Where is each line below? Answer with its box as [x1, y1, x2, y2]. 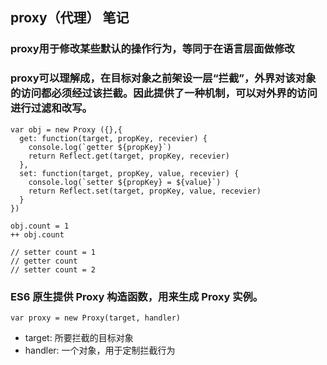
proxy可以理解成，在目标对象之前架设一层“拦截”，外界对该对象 [10, 71, 317, 85]
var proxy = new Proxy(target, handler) [10, 313, 182, 323]
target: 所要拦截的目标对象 [24, 331, 134, 343]
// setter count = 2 [10, 264, 97, 275]
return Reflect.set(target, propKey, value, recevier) [28, 186, 262, 196]
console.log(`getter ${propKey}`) [28, 142, 172, 152]
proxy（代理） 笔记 [10, 9, 130, 27]
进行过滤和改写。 [10, 101, 93, 115]
